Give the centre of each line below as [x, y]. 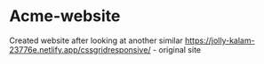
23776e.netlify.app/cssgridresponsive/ [80, 49]
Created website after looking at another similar [96, 40]
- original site [177, 49]
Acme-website [65, 16]
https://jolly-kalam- [220, 40]
